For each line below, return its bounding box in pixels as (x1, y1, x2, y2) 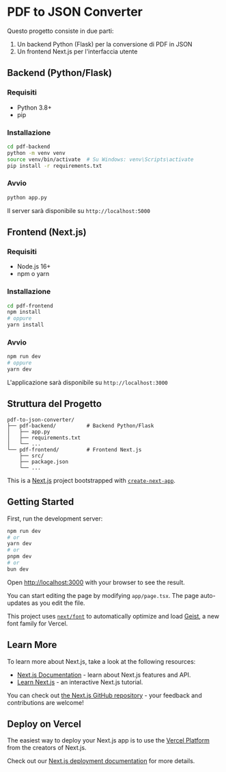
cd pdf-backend (7, 143, 51, 150)
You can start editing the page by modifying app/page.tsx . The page (7, 591, 199, 599)
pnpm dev (7, 553, 32, 560)
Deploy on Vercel (7, 718, 82, 730)
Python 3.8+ (16, 103, 53, 112)
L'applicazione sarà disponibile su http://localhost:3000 (7, 378, 169, 386)
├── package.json (19, 458, 69, 465)
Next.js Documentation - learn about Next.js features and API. (16, 671, 191, 679)
